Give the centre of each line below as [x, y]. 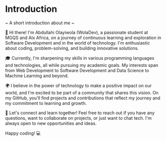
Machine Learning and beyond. [37, 76]
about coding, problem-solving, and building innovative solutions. [72, 48]
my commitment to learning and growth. [46, 103]
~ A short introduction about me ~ [40, 23]
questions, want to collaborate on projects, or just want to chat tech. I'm [79, 118]
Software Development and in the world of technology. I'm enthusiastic [78, 43]
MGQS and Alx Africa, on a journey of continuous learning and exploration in [83, 38]
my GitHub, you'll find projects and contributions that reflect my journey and [83, 98]
